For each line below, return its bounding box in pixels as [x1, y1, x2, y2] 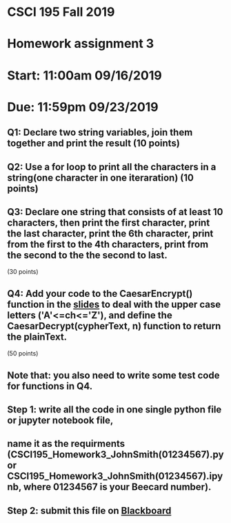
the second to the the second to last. [7, 249, 168, 261]
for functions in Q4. [7, 380, 93, 392]
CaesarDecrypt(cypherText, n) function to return [7, 320, 221, 332]
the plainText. [7, 331, 68, 342]
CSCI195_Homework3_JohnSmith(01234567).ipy [7, 470, 223, 482]
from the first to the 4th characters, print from [7, 238, 209, 250]
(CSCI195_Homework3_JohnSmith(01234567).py [7, 449, 224, 461]
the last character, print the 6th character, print [7, 228, 214, 239]
